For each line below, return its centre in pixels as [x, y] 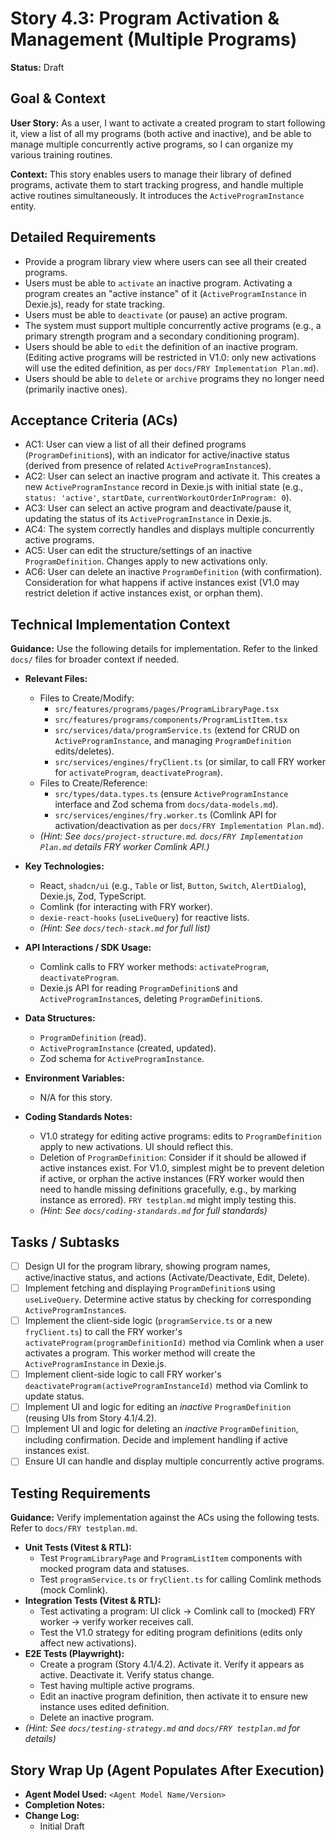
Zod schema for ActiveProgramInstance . [122, 1059]
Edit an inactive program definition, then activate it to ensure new [174, 1696]
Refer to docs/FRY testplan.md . [74, 1528]
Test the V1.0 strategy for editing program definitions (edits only [171, 1633]
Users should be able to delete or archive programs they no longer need [174, 378]
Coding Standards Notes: [78, 1117]
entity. [23, 206]
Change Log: [52, 1816]
